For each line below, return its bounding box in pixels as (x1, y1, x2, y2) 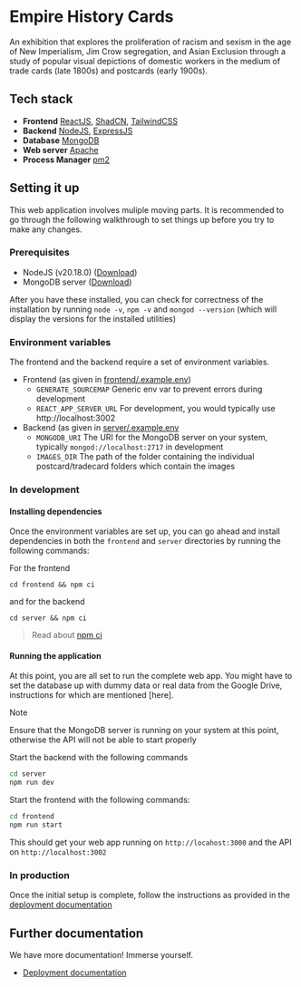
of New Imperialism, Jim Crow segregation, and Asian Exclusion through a (9, 45, 286, 56)
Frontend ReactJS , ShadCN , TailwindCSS (22, 115, 179, 126)
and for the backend (9, 596, 85, 607)
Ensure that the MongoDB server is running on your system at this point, (9, 725, 279, 736)
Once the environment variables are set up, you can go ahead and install (9, 526, 281, 537)
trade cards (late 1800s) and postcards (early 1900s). (9, 65, 209, 76)
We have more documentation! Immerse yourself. (9, 950, 193, 961)
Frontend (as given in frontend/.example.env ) (22, 374, 192, 385)
